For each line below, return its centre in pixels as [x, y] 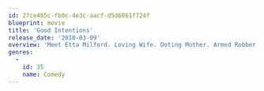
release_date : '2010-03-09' [55, 38]
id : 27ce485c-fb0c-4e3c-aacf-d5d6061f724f [79, 15]
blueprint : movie [37, 23]
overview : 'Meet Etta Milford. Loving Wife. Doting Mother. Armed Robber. [134, 45]
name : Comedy [44, 74]
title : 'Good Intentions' [51, 30]
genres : [21, 52]
